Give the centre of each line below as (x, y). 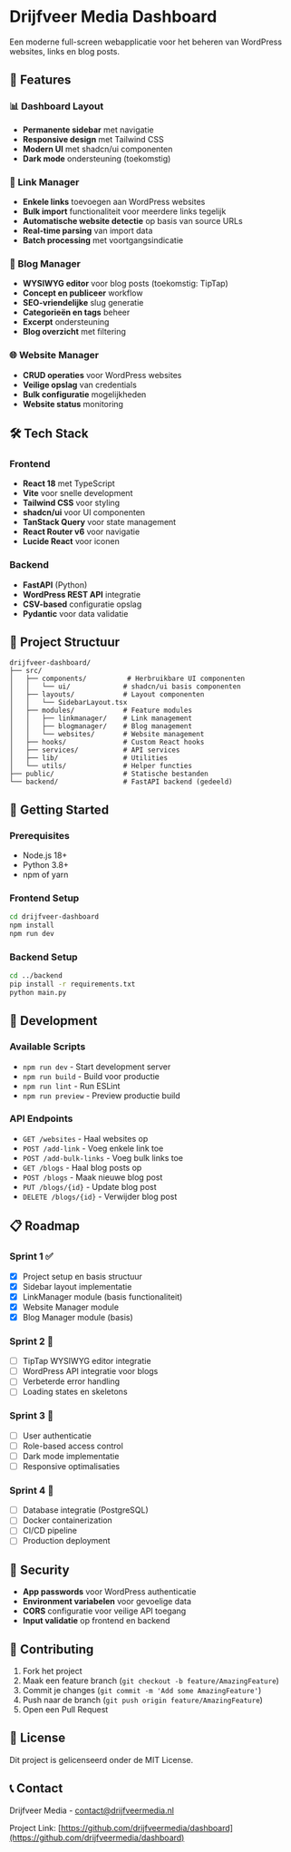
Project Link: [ (35, 1828)
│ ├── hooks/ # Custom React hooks (107, 742)
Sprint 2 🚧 (32, 1341)
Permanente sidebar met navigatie (88, 130)
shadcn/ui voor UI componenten (84, 512)
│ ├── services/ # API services (95, 750)
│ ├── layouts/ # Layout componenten (107, 695)
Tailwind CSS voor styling (71, 503)
